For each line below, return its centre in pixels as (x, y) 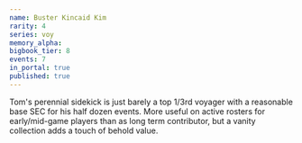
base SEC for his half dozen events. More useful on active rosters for (137, 111)
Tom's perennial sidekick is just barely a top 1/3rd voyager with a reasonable (151, 102)
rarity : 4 (28, 26)
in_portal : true (40, 68)
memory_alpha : (36, 43)
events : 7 (28, 59)
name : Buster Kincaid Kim (58, 18)
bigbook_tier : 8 (40, 51)
